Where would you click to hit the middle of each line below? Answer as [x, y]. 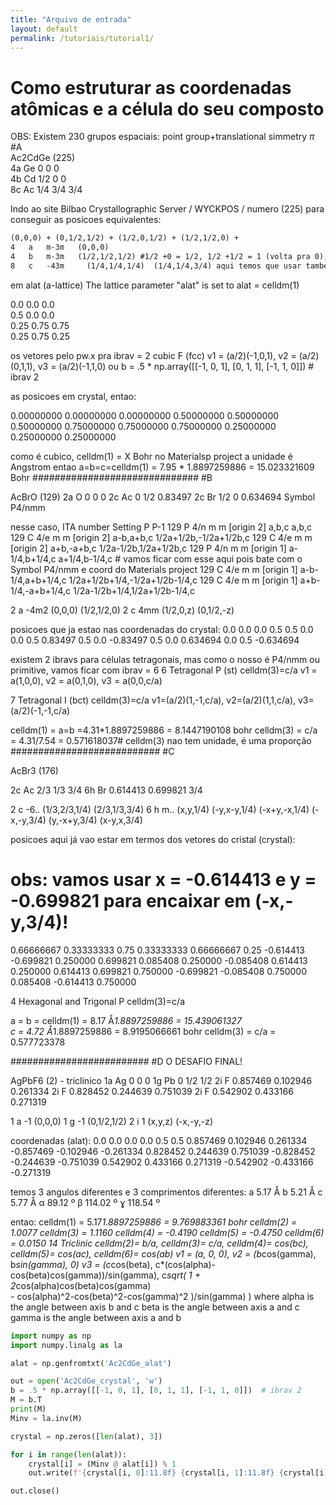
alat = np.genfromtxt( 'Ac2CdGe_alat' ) [91, 1363]
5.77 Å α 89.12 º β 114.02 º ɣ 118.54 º [85, 1202]
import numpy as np [51, 1336]
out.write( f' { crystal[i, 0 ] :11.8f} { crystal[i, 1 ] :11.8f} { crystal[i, [178, 1473]
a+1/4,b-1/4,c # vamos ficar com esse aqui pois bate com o [180, 558]
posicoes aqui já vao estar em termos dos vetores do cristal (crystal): [153, 839]
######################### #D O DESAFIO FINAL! [126, 1061]
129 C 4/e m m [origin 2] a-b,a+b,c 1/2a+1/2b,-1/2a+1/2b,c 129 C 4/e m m [161, 537]
